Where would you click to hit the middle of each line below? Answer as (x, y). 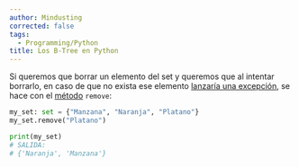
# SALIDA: (28, 145)
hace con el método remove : (61, 96)
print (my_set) (36, 136)
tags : (19, 34)
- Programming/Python (58, 43)
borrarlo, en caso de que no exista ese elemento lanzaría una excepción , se (150, 86)
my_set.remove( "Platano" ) (58, 120)
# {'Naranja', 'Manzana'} (58, 154)
